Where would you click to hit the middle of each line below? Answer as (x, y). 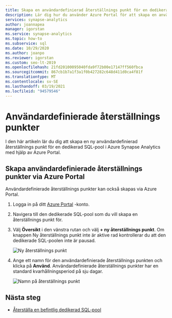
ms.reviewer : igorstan (29, 58)
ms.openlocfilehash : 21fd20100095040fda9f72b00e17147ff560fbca (74, 67)
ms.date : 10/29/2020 (27, 48)
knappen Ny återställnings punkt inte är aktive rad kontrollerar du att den (89, 235)
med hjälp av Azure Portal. (33, 152)
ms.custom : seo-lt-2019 (31, 63)
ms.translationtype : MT (31, 77)
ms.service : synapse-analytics (39, 34)
